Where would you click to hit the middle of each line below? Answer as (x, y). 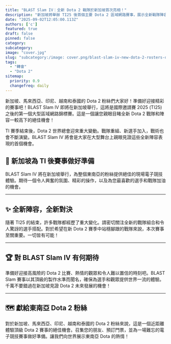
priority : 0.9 (25, 81)
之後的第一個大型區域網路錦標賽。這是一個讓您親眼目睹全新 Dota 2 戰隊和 (83, 113)
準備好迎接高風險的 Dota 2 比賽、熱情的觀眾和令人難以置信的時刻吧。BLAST (85, 273)
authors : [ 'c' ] (21, 24)
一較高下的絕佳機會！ (32, 120)
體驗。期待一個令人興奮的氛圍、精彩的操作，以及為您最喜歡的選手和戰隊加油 (85, 181)
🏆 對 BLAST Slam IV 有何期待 (52, 257)
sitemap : (15, 76)
